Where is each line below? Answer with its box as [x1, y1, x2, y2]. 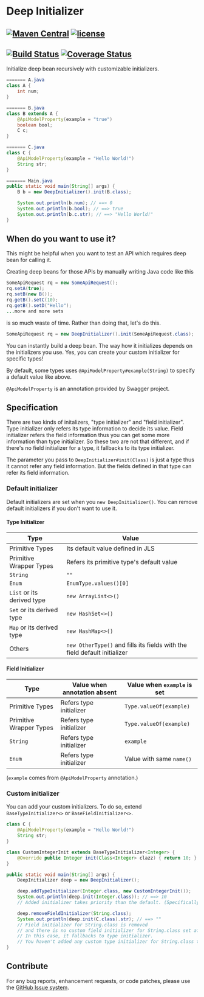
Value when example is [127, 681, 192, 689]
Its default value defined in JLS [66, 544, 155, 553]
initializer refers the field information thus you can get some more [6, 432, 170, 439]
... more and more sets [6, 308, 64, 314]
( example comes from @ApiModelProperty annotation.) [6, 774, 138, 782]
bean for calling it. [6, 257, 52, 264]
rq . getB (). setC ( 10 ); [6, 297, 59, 303]
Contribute [6, 961, 49, 971]
